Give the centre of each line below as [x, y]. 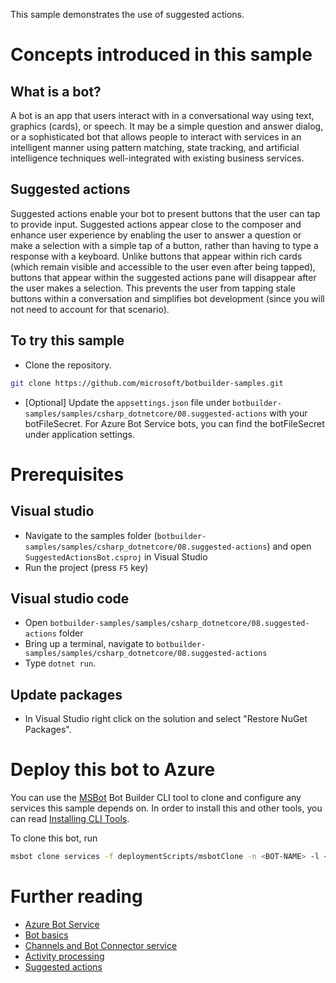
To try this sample [67, 340]
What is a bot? [56, 91]
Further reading [76, 896]
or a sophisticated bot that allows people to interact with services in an [156, 137]
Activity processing [64, 956]
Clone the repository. [68, 365]
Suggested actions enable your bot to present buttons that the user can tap [165, 213]
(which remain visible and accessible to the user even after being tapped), [163, 266]
